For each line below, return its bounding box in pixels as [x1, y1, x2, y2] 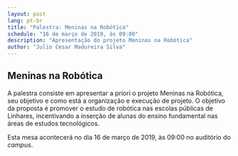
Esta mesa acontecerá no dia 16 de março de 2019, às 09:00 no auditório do [7, 132, 232, 141]
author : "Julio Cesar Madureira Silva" [7, 43, 126, 51]
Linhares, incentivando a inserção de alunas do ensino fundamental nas [7, 111, 219, 120]
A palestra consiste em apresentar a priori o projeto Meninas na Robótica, [7, 88, 224, 97]
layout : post [7, 10, 46, 18]
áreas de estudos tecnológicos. [7, 119, 100, 128]
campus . [7, 140, 33, 149]
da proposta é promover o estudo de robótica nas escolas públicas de [7, 104, 214, 113]
